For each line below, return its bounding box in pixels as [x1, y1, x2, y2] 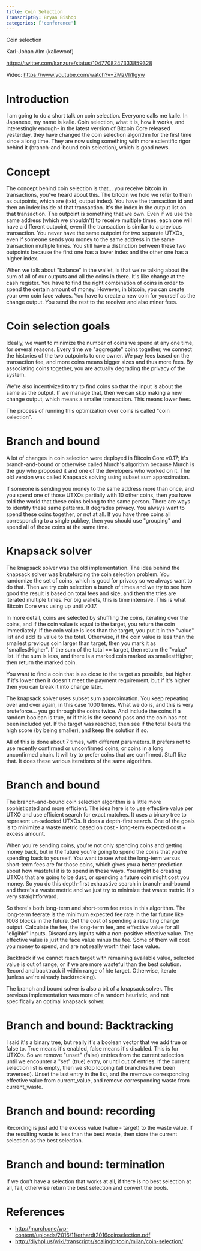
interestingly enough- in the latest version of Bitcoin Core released [6, 125, 171, 132]
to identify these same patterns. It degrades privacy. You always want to [6, 505, 185, 512]
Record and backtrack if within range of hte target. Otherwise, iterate [6, 967, 177, 974]
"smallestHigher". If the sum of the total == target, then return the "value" [6, 646, 188, 653]
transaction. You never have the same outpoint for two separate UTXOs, [6, 229, 184, 237]
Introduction [6, 92, 70, 106]
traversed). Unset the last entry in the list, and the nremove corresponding [6, 1070, 190, 1078]
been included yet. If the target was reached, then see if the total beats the [6, 721, 191, 728]
